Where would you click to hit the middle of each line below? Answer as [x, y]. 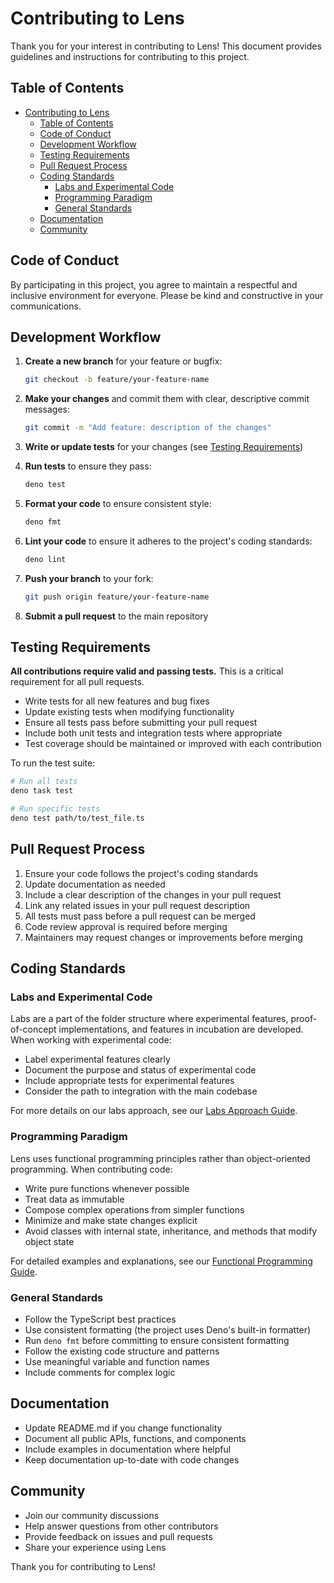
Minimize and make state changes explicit [111, 1220]
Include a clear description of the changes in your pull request [153, 894]
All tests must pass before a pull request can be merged [140, 916]
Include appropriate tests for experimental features [129, 1081]
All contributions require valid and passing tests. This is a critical [147, 671]
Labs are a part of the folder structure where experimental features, [149, 1019]
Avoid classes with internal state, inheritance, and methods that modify [171, 1231]
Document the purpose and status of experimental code [140, 1070]
